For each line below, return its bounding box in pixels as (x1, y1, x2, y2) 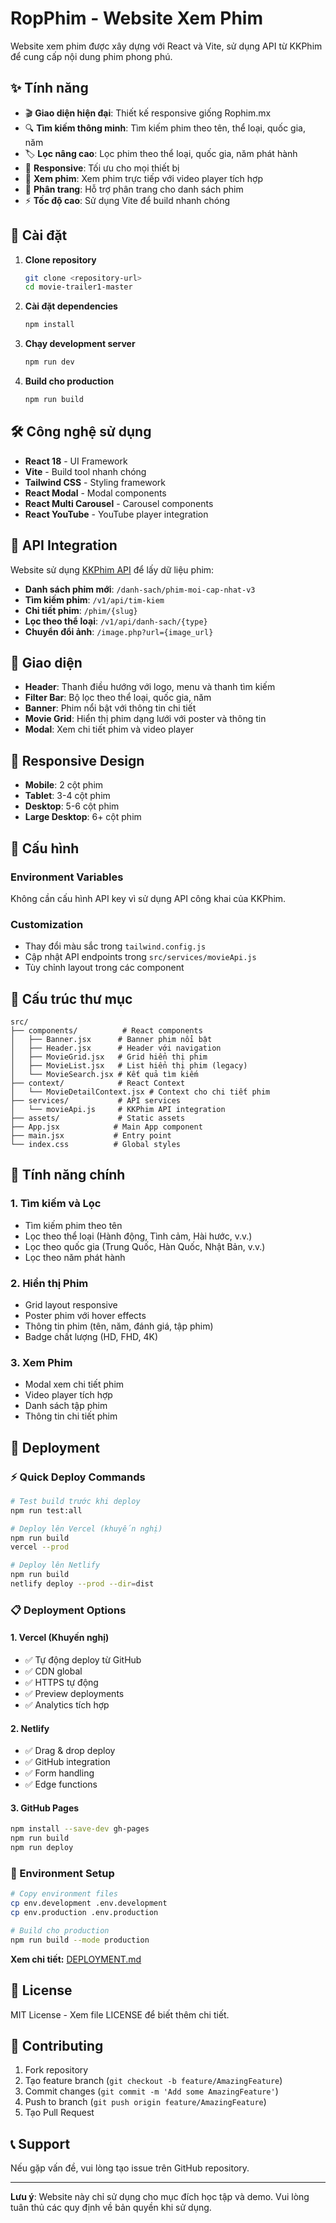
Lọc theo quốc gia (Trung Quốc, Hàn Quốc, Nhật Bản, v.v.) (24, 1240, 266, 1252)
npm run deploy (10, 1843, 74, 1853)
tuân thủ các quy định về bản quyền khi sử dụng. (10, 2202, 212, 2214)
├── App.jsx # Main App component (10, 1122, 203, 1132)
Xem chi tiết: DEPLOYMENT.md (10, 1953, 142, 1965)
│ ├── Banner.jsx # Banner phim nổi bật (10, 1034, 213, 1044)
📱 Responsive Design (10, 752, 145, 769)
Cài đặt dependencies (24, 300, 118, 312)
